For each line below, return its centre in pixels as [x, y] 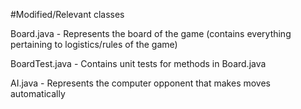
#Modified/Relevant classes [67, 14]
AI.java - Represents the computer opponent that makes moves [140, 83]
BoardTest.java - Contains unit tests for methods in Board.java [138, 63]
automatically [38, 93]
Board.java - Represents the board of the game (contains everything [151, 33]
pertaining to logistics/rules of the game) [94, 44]
